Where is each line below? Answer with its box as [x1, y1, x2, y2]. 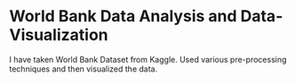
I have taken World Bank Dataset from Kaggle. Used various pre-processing [9, 54, 287, 64]
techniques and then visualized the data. [9, 64, 158, 74]
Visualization [9, 25, 108, 45]
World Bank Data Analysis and [9, 6, 237, 26]
